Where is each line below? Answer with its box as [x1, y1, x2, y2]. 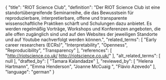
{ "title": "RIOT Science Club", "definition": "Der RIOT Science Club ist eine [5, 5, 160, 10]
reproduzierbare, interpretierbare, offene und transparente [5, 15, 128, 21]
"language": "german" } [5, 69, 55, 75]
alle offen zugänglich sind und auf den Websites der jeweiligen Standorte [5, 31, 158, 37]
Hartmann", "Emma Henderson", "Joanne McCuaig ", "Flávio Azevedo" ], [5, 63, 156, 69]
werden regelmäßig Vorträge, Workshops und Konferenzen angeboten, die [5, 26, 161, 32]
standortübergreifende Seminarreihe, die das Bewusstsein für [5, 10, 134, 16]
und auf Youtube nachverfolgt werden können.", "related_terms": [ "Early [5, 36, 157, 43]
